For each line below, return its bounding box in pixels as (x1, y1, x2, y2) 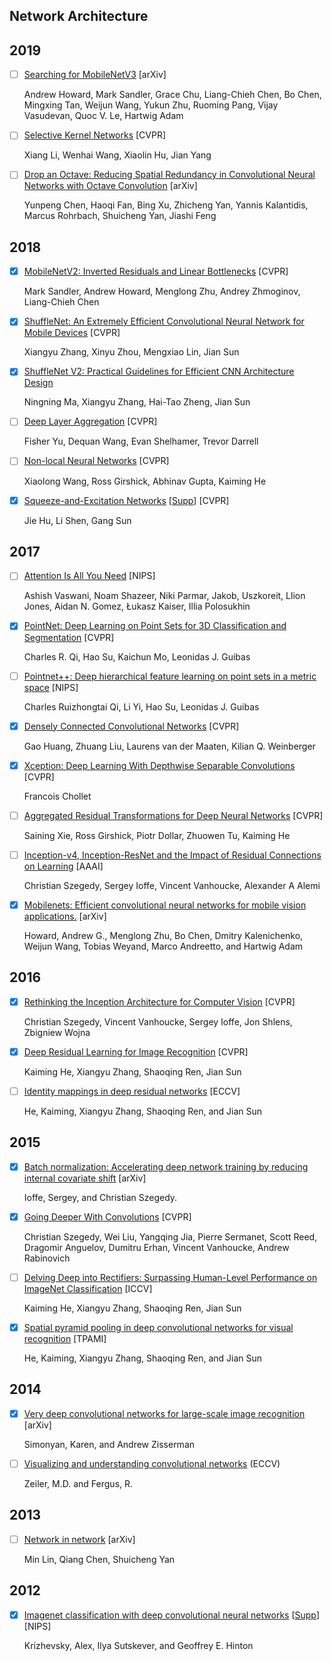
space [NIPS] (23, 681, 79, 693)
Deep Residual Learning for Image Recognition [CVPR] (23, 1045, 249, 1058)
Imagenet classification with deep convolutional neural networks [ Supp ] (23, 1609, 321, 1621)
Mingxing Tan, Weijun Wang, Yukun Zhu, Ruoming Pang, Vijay (23, 99, 279, 111)
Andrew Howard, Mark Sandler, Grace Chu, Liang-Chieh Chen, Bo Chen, (23, 89, 322, 101)
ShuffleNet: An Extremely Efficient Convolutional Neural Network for (23, 315, 305, 328)
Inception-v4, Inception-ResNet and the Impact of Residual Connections (23, 849, 322, 861)
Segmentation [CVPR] (23, 631, 115, 643)
